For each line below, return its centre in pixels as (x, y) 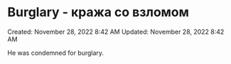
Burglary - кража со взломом (98, 12)
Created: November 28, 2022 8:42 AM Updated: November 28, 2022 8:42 (116, 32)
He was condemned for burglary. (56, 53)
